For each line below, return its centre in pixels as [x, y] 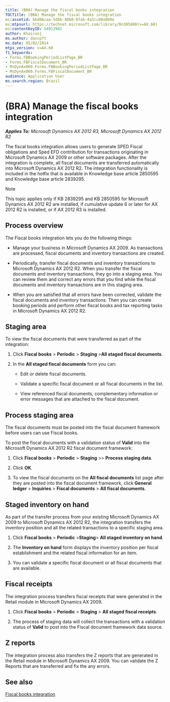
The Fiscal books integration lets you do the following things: [69, 238]
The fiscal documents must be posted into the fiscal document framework [83, 427]
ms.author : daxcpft [26, 39]
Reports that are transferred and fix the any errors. [58, 666]
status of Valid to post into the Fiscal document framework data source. [88, 627]
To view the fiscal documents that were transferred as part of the [73, 339]
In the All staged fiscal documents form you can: [64, 364]
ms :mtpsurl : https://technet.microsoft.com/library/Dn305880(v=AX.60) [81, 24]
